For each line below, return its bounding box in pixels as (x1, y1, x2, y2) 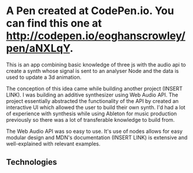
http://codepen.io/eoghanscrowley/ (6, 29, 186, 42)
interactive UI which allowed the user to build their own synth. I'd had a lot (6, 104, 185, 111)
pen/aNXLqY (6, 42, 71, 55)
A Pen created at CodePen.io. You (6, 4, 175, 18)
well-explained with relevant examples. (6, 140, 101, 147)
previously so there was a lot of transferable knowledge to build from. (6, 116, 175, 123)
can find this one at (6, 16, 102, 30)
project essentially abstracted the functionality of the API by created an (6, 97, 179, 104)
